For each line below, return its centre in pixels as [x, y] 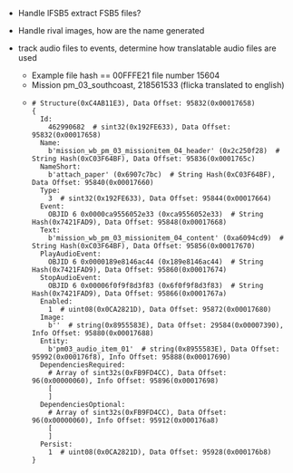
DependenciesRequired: [83, 365]
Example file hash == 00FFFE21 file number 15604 [126, 75]
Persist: [56, 444]
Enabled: [56, 302]
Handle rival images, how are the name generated [111, 30]
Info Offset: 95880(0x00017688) [93, 333]
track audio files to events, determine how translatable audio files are [147, 48]
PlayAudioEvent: [70, 254]
